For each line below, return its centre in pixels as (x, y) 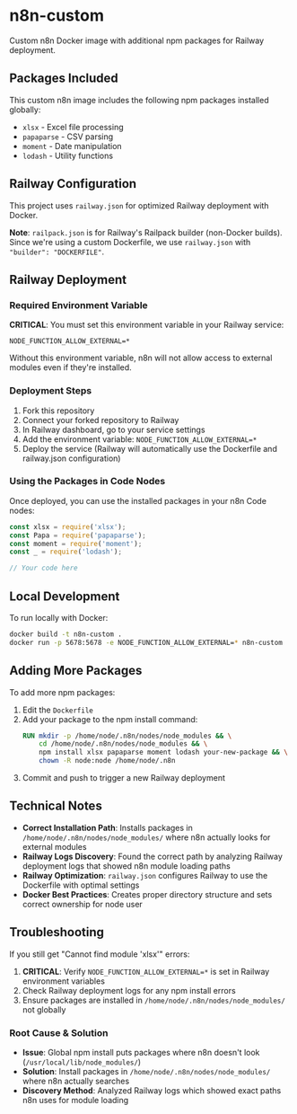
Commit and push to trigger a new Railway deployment (124, 778)
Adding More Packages (76, 671)
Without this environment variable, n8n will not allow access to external (141, 358)
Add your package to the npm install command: (110, 719)
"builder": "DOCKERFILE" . (57, 252)
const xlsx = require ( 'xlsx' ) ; (68, 526)
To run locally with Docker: (59, 618)
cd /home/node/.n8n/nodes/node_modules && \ (123, 744)
